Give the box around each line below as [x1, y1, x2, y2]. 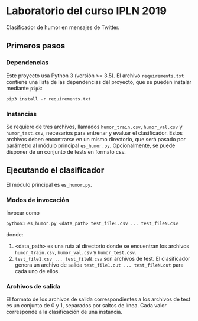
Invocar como [6, 209, 40, 216]
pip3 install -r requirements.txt [6, 96, 92, 102]
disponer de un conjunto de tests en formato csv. [6, 148, 126, 155]
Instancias [6, 109, 37, 118]
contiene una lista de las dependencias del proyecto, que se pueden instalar [6, 78, 192, 85]
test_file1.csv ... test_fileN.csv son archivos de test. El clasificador [14, 255, 190, 262]
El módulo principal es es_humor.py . [6, 181, 93, 188]
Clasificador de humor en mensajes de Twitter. [6, 24, 120, 31]
